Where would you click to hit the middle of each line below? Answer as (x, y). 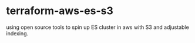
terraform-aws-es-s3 (60, 11)
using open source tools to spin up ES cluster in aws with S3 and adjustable (97, 27)
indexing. (17, 33)
